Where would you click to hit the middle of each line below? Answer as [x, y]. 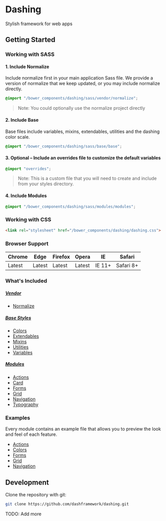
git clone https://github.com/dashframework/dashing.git [67, 504]
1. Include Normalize [27, 66]
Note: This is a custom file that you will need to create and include [87, 179]
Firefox [62, 257]
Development [27, 482]
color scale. [18, 137]
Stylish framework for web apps [39, 24]
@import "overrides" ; [28, 169]
